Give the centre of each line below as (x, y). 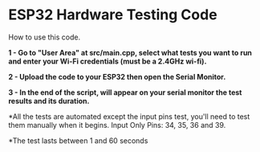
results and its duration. (49, 101)
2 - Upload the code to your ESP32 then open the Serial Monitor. (117, 76)
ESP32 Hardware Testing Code (113, 15)
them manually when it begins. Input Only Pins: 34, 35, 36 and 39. (117, 125)
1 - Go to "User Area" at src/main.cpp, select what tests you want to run (130, 52)
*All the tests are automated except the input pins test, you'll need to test (129, 116)
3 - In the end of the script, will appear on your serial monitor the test (125, 92)
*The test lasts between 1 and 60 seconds (78, 140)
